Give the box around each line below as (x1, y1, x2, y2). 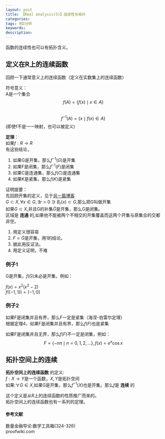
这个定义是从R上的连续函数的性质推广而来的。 (5, 393, 99, 398)
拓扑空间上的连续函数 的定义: (5, 369, 65, 376)
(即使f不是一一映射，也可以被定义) (5, 124, 75, 130)
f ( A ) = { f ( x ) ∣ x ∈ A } (63, 99, 104, 105)
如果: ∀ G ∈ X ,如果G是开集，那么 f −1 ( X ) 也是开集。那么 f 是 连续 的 (5, 381, 135, 388)
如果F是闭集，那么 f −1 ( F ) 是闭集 (12, 163, 74, 170)
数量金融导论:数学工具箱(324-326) (5, 423, 76, 429)
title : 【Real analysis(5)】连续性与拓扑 (5, 12, 86, 17)
